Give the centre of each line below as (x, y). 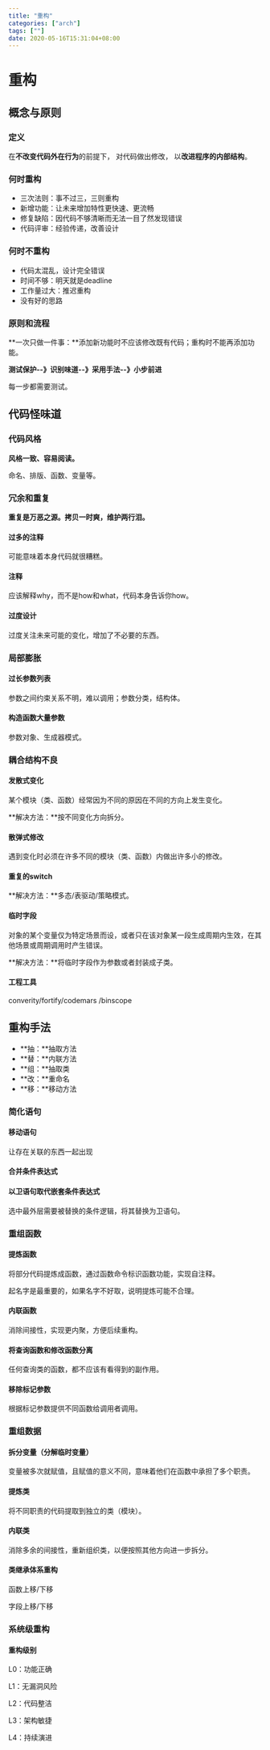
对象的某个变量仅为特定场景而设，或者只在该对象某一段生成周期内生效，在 (131, 935)
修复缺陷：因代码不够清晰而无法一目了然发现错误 (101, 219)
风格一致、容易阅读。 (43, 458)
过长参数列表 (29, 678)
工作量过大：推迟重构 (55, 290)
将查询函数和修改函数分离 (51, 1350)
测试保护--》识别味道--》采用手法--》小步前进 (85, 370)
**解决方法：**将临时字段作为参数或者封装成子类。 (93, 962)
